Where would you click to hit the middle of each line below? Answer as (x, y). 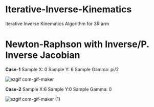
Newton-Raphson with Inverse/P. (77, 44)
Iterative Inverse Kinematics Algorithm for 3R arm (57, 24)
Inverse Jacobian (43, 55)
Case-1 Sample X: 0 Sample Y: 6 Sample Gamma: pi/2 (62, 69)
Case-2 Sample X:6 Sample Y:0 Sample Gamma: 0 (59, 89)
